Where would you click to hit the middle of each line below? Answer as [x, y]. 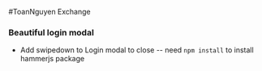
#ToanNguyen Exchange [49, 12]
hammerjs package [52, 59]
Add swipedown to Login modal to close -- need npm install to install [137, 50]
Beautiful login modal [52, 32]
